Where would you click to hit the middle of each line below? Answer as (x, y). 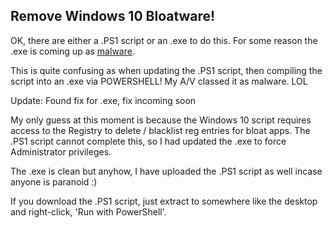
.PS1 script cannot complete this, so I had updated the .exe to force (148, 141)
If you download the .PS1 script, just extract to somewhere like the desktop (164, 201)
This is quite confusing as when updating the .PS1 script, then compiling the (166, 70)
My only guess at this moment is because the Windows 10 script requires (161, 120)
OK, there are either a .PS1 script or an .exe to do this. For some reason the (164, 40)
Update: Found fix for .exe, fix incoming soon (103, 100)
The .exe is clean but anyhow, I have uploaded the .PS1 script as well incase (166, 171)
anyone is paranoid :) (54, 181)
